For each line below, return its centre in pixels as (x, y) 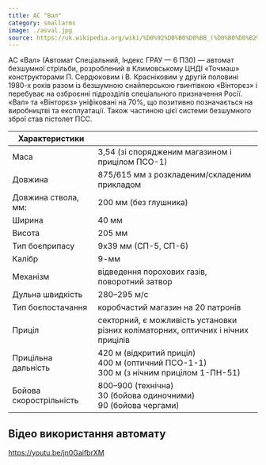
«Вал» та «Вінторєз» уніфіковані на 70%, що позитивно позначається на (131, 102)
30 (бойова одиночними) (146, 395)
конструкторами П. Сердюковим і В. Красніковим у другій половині (123, 77)
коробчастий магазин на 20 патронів (169, 307)
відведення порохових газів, (152, 272)
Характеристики (51, 139)
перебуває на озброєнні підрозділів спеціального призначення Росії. (125, 94)
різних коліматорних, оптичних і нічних (173, 330)
